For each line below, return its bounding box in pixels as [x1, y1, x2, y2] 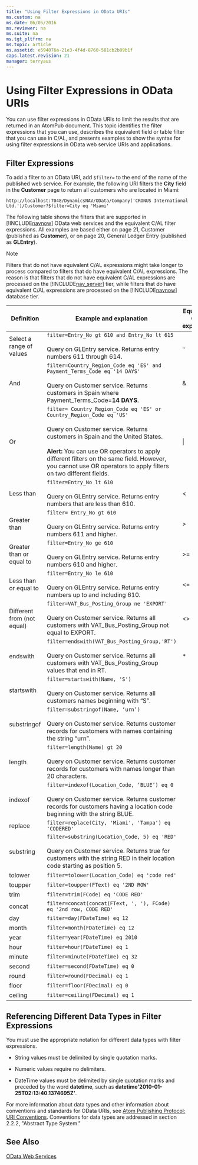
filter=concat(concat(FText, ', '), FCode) [47, 900, 171, 907]
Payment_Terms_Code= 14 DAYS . [47, 396, 140, 404]
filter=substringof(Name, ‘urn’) [47, 706, 140, 713]
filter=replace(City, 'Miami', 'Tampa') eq [47, 819, 171, 826]
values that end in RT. [47, 667, 107, 675]
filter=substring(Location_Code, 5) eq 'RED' [47, 833, 177, 841]
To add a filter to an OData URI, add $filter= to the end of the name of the [6, 174, 187, 181]
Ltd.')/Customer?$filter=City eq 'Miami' [6, 203, 110, 209]
